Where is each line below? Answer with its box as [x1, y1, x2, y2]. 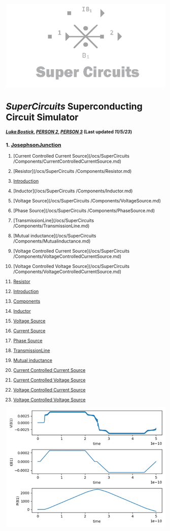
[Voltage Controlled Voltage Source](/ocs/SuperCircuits [13, 263, 130, 269]
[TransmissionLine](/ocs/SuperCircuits [13, 217, 94, 223]
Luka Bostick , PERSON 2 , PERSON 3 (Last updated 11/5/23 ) [6, 129, 132, 135]
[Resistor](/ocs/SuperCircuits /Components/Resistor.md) [13, 168, 132, 174]
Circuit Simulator [6, 111, 79, 123]
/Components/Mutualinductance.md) [13, 238, 91, 244]
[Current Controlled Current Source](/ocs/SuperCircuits [13, 153, 130, 159]
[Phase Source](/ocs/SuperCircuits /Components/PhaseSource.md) [13, 208, 155, 214]
